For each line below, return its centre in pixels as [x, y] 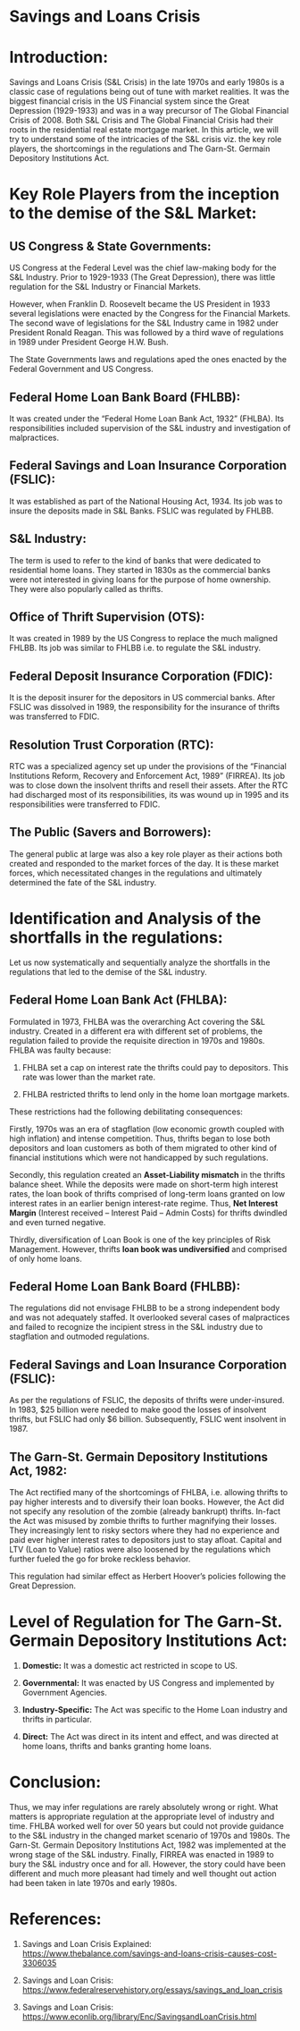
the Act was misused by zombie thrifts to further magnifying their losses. [143, 1521]
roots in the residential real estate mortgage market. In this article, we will [144, 130]
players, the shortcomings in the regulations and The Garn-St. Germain [140, 148]
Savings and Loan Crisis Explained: [87, 1943]
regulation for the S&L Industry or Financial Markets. [105, 287]
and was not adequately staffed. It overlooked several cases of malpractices [150, 1317]
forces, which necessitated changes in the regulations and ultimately [136, 873]
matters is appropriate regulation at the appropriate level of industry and [142, 1816]
